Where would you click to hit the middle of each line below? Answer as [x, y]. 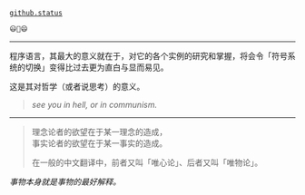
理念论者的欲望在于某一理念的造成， [99, 132]
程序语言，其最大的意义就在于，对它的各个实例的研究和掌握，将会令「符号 [148, 55]
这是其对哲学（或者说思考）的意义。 [77, 86]
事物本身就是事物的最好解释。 [65, 181]
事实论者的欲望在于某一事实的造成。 [99, 143]
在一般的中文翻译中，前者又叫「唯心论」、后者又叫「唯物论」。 [147, 162]
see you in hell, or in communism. [94, 104]
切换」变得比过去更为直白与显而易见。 [97, 67]
